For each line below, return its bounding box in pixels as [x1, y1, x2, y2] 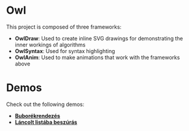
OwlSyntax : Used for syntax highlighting [14, 47, 115, 54]
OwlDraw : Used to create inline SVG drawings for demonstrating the [14, 35, 183, 42]
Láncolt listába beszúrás [14, 118, 78, 126]
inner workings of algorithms [14, 41, 86, 48]
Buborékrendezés [14, 112, 61, 119]
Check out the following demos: [6, 101, 85, 108]
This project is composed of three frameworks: [6, 23, 122, 30]
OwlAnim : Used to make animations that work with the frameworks [14, 54, 180, 61]
